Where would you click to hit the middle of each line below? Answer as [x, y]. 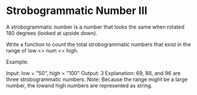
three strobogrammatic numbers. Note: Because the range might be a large [97, 79]
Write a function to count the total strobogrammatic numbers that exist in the [98, 44]
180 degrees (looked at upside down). [52, 33]
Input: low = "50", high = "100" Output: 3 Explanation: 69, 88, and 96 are [93, 73]
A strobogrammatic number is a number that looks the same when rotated [95, 27]
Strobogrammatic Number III [77, 11]
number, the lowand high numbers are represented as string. [79, 85]
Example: [17, 62]
